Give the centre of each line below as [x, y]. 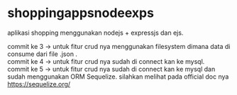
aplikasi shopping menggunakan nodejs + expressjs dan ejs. [95, 33]
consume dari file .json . [43, 54]
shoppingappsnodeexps [81, 13]
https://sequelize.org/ [39, 84]
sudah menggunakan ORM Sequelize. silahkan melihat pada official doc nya [118, 77]
